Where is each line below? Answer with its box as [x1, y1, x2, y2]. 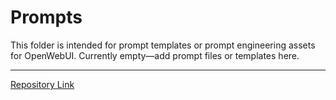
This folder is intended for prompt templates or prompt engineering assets [10, 39, 316, 51]
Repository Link [10, 78, 75, 90]
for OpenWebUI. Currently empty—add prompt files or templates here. [10, 49, 300, 61]
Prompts [10, 6, 83, 29]
